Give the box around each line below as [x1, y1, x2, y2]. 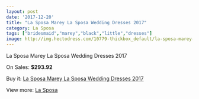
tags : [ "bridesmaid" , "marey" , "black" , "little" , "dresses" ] [6, 31, 152, 37]
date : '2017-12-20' [6, 14, 54, 20]
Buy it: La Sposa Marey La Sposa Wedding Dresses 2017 [6, 75, 144, 82]
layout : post [6, 8, 38, 15]
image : [6, 36, 23, 42]
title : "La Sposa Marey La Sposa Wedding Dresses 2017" [6, 19, 147, 25]
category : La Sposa [6, 25, 54, 31]
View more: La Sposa [6, 87, 58, 93]
